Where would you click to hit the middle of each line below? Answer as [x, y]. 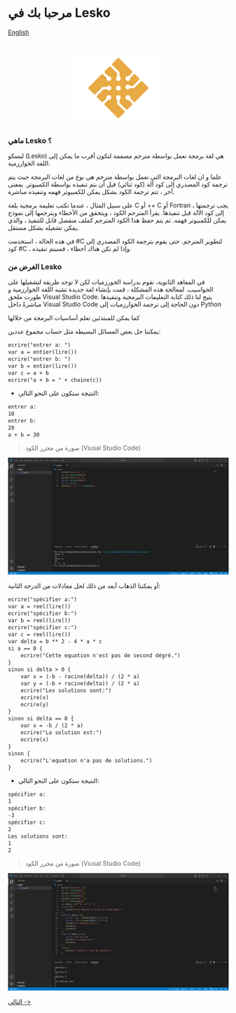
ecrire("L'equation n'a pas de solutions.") [86, 761]
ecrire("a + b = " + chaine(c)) [55, 380]
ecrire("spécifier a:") [43, 600]
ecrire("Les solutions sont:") [66, 691]
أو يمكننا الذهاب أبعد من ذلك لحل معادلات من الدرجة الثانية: [84, 586]
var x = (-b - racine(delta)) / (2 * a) [80, 677]
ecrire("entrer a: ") [40, 345]
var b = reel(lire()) [40, 621]
